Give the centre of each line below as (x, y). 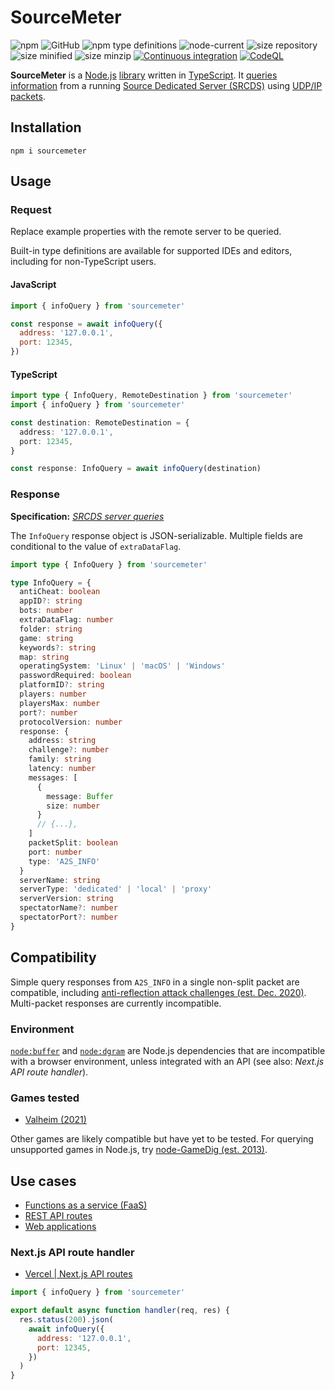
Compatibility (53, 957)
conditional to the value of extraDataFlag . (96, 546)
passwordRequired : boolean (75, 676)
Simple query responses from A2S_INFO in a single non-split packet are (155, 982)
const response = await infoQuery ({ (86, 324)
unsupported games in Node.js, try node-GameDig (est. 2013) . (139, 1150)
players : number (53, 694)
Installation (46, 127)
